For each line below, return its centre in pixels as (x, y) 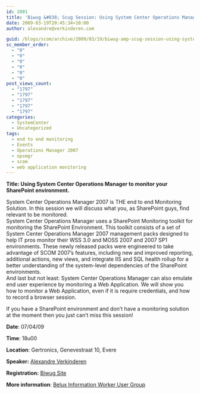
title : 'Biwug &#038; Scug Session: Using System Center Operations (93, 17)
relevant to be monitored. (37, 215)
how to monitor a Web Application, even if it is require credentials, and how (98, 291)
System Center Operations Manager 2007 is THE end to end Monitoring (94, 202)
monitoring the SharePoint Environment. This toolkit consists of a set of (93, 227)
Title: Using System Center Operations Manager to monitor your (87, 184)
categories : (21, 117)
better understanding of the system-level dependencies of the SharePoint (97, 265)
